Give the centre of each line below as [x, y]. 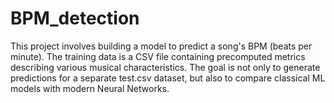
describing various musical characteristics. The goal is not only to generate [165, 67]
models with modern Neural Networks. [90, 88]
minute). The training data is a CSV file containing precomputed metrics [158, 56]
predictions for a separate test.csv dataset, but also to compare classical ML [168, 78]
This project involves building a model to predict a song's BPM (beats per [161, 46]
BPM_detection [75, 18]
